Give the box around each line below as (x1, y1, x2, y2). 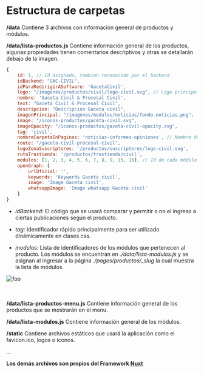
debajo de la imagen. (6, 55, 59, 62)
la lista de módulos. (15, 263, 64, 270)
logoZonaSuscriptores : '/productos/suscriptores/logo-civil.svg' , (17, 146, 189, 152)
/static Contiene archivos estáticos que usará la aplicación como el (6, 329, 175, 337)
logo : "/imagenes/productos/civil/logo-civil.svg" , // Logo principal (17, 89, 200, 95)
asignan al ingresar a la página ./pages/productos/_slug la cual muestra (15, 256, 194, 264)
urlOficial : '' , (28, 168, 69, 174)
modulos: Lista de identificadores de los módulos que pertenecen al (15, 244, 185, 251)
